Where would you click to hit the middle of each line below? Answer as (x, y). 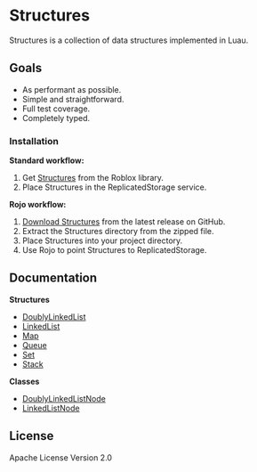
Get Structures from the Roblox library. (93, 178)
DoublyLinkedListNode (64, 398)
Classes (24, 381)
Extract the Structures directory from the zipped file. (118, 232)
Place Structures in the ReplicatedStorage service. (114, 187)
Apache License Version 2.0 (61, 457)
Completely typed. (56, 118)
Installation (34, 141)
